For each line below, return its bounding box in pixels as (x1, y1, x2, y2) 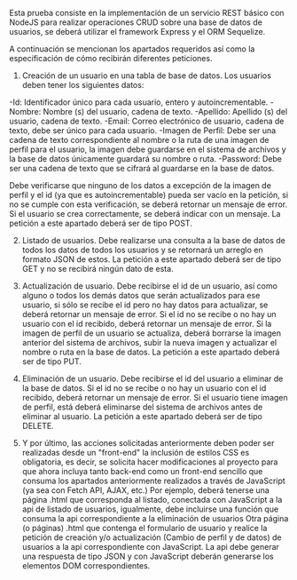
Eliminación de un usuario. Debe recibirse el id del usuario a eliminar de (21, 373, 284, 384)
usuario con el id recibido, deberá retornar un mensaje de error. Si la (21, 319, 272, 329)
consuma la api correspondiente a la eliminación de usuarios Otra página (21, 513, 289, 523)
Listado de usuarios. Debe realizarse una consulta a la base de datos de (21, 235, 285, 245)
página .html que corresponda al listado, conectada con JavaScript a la (21, 495, 283, 505)
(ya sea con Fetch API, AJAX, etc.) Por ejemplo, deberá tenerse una (21, 485, 270, 496)
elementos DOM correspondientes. (21, 560, 151, 571)
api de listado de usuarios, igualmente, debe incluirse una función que (21, 504, 279, 514)
